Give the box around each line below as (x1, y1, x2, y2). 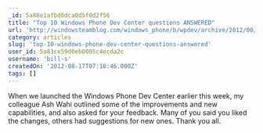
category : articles (8, 33, 72, 41)
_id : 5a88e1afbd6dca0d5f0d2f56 (8, 11, 110, 20)
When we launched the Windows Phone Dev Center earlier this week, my (8, 91, 244, 100)
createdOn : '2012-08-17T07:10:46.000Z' (8, 63, 139, 70)
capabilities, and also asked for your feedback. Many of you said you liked (8, 107, 247, 117)
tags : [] (8, 70, 37, 77)
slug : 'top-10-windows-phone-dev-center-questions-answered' (8, 41, 212, 49)
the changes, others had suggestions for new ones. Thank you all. (8, 116, 222, 125)
